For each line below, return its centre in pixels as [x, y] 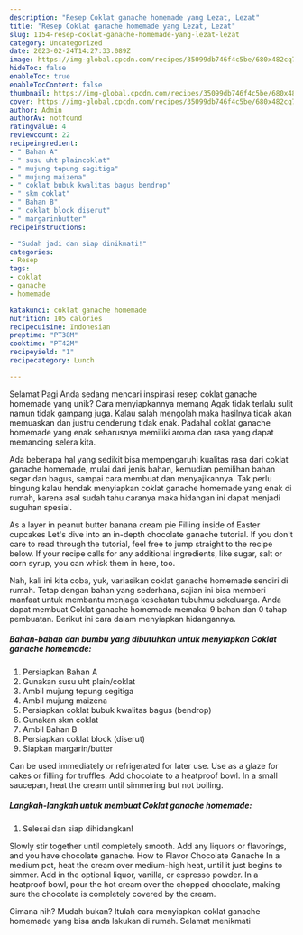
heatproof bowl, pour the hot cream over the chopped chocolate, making [145, 884]
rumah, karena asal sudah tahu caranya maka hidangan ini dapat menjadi [145, 498]
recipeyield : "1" [42, 353]
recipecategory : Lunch [52, 361]
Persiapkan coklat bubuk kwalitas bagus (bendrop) [117, 710]
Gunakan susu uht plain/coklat [79, 681]
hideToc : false [38, 69]
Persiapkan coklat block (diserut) [84, 738]
